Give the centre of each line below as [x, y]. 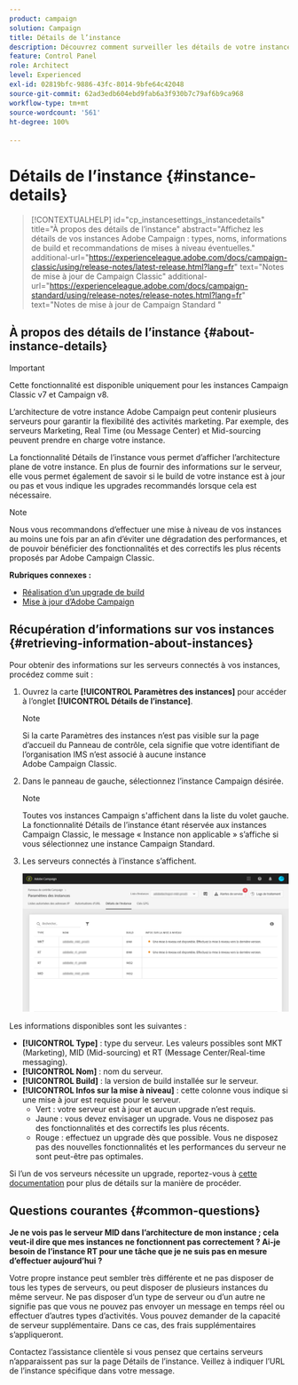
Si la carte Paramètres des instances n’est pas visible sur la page [141, 735]
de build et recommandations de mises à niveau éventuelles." [143, 248]
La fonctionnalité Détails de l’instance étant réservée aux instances [145, 824]
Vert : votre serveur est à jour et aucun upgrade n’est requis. [145, 1109]
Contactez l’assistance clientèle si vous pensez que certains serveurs [136, 1351]
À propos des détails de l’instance [105, 333]
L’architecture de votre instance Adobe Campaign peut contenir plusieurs [143, 411]
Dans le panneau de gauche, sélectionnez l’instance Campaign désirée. [153, 781]
